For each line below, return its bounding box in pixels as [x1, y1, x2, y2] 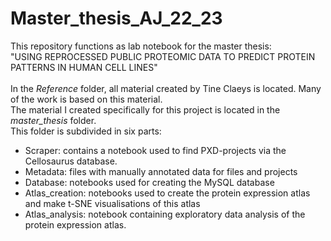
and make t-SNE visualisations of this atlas [24, 197, 201, 209]
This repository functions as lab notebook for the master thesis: [10, 40, 272, 52]
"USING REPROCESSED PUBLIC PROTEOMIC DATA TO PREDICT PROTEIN [10, 50, 316, 62]
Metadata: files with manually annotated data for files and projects [24, 165, 298, 177]
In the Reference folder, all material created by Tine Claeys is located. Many [10, 82, 322, 94]
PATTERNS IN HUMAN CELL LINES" [10, 61, 158, 73]
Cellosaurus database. [24, 155, 118, 167]
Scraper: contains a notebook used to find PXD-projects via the [24, 144, 287, 156]
